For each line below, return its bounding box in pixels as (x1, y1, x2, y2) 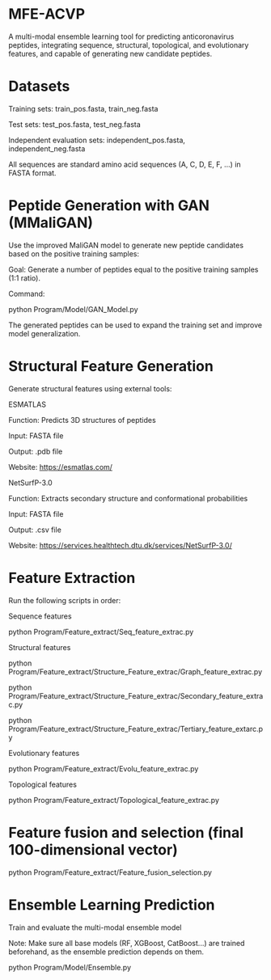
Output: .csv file (8, 525, 62, 534)
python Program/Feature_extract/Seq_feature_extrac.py (8, 627, 194, 636)
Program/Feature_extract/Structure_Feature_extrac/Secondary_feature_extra (8, 691, 264, 700)
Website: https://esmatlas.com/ (8, 462, 113, 471)
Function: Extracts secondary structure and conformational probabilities (8, 493, 248, 503)
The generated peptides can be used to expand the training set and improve (8, 320, 263, 330)
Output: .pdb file (8, 446, 63, 456)
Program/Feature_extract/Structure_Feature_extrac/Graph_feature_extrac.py (8, 666, 263, 676)
